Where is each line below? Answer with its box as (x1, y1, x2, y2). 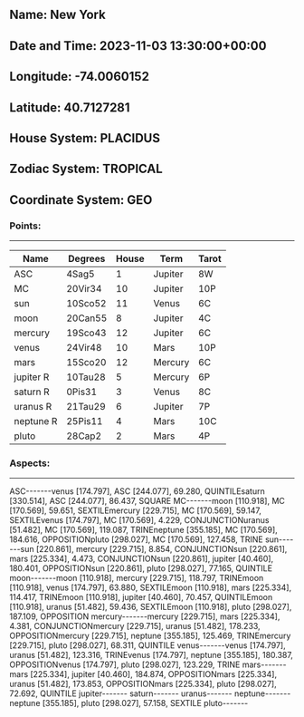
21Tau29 (66, 401, 106, 413)
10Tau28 (66, 371, 106, 383)
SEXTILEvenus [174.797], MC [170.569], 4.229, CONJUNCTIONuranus (9, 515, 270, 526)
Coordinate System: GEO (9, 192, 153, 208)
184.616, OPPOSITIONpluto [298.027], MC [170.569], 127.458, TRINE (9, 534, 264, 545)
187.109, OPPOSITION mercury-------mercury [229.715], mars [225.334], (9, 611, 280, 622)
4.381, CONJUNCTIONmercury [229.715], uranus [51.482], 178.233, (9, 621, 261, 632)
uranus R (14, 401, 52, 413)
